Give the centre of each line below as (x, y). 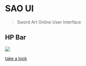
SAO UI (19, 9)
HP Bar (16, 37)
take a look (16, 58)
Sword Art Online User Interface (49, 22)
